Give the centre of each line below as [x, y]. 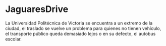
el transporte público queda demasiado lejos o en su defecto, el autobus [80, 33]
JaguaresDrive [37, 9]
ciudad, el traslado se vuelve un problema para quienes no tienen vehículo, [83, 28]
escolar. [13, 39]
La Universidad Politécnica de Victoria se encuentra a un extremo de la [79, 23]
